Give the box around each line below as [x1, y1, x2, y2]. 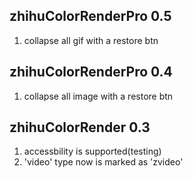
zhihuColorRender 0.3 [9, 119, 151, 136]
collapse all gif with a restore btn [23, 34, 159, 46]
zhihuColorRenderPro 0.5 [9, 8, 172, 25]
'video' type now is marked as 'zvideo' [23, 156, 184, 168]
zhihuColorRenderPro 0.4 [9, 64, 173, 81]
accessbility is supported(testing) [23, 145, 162, 158]
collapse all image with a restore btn [23, 90, 174, 102]
